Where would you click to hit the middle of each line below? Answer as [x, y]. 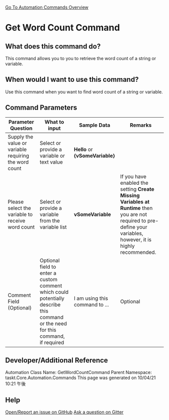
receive [17, 221]
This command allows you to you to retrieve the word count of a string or [81, 58]
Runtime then [136, 208]
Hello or [83, 149]
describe [50, 304]
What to [54, 122]
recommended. [138, 252]
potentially [52, 298]
